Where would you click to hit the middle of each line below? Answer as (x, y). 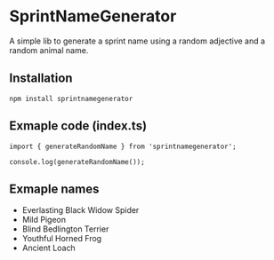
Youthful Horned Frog (62, 239)
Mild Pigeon (44, 220)
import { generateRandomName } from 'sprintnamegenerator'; (123, 146)
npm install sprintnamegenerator (71, 98)
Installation (41, 79)
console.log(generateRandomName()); (77, 162)
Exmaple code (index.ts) (78, 126)
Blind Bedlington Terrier (65, 229)
